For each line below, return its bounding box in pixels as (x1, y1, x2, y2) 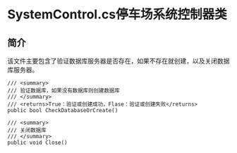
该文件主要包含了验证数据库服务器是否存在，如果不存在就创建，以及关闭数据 (7, 57, 230, 65)
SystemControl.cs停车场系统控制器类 (7, 6, 227, 23)
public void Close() (7, 139, 68, 146)
